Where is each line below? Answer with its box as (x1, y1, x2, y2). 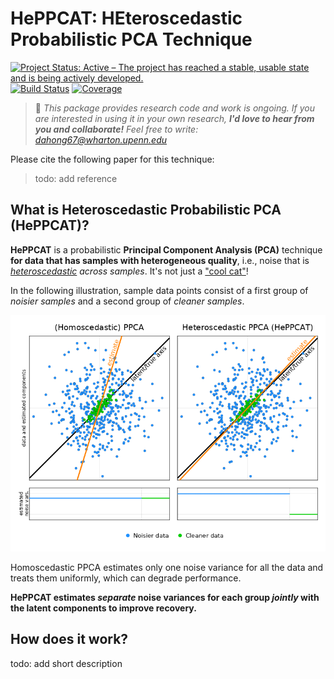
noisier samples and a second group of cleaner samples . (10, 295, 245, 307)
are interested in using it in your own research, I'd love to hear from (34, 112, 315, 124)
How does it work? (10, 631, 129, 648)
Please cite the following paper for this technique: (10, 153, 215, 165)
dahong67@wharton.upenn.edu (34, 133, 168, 146)
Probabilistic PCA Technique (10, 28, 253, 51)
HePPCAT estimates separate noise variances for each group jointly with (10, 591, 320, 603)
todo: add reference (34, 172, 118, 184)
